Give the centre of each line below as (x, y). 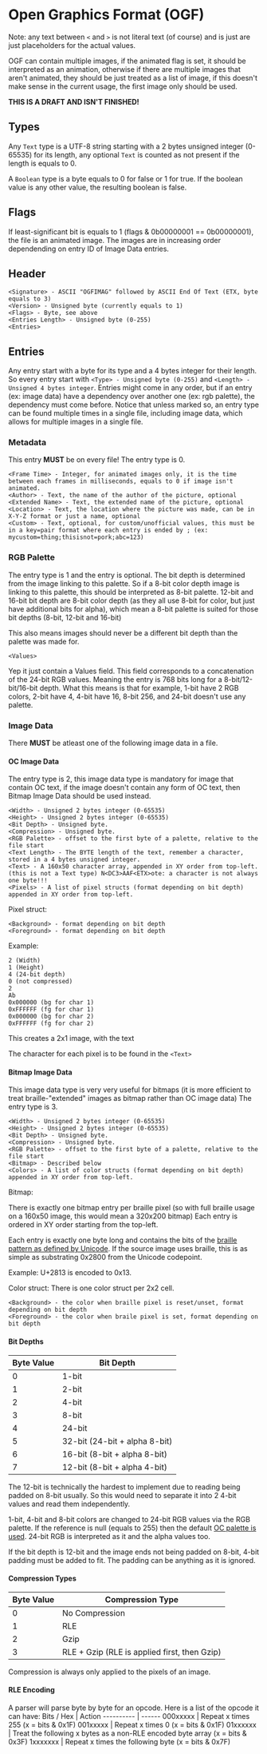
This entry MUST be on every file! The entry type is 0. (97, 460)
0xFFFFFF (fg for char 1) (51, 1010)
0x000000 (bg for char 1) (51, 1003)
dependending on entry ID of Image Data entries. (89, 249)
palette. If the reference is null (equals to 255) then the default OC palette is (132, 1528)
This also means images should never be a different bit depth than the (123, 632)
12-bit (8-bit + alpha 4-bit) (115, 1467)
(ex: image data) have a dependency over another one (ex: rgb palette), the (132, 397)
